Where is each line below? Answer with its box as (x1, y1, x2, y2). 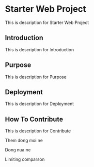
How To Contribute (5, 115, 63, 123)
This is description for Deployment (5, 101, 74, 107)
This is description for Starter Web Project (5, 20, 89, 25)
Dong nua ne (5, 147, 31, 153)
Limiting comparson (5, 156, 45, 162)
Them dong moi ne (5, 138, 43, 144)
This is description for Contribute (5, 128, 71, 134)
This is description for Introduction (5, 46, 74, 52)
